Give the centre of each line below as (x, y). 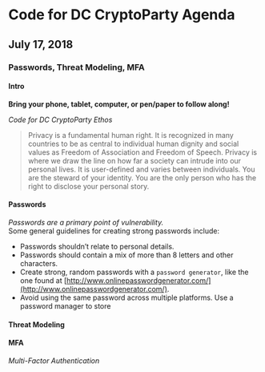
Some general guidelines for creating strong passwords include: (114, 231)
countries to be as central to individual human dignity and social (133, 144)
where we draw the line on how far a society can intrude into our (135, 160)
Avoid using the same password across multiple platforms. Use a (126, 297)
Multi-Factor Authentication (54, 360)
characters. (39, 263)
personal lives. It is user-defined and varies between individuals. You (141, 169)
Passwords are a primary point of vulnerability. (86, 222)
